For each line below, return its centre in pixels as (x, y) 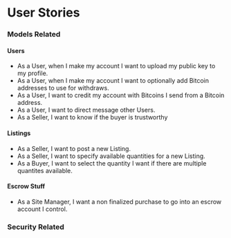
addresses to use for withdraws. (63, 88)
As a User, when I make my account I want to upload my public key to (116, 66)
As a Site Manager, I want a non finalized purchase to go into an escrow (119, 201)
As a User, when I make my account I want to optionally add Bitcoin (113, 81)
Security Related (36, 227)
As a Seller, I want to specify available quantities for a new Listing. (111, 156)
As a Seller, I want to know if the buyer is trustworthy (92, 117)
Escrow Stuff (26, 186)
